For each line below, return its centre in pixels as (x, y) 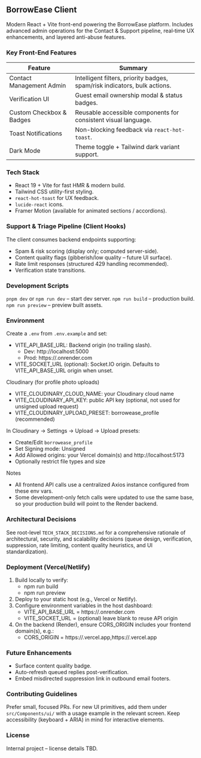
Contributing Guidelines (42, 694)
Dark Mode (25, 151)
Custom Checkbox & (38, 113)
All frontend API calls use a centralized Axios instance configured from (102, 485)
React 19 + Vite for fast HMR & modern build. (70, 186)
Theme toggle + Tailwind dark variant (127, 147)
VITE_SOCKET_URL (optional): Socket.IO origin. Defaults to (87, 364)
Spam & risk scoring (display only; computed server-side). (86, 251)
